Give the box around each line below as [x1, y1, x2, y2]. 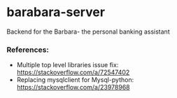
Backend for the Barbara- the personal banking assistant [6, 27, 170, 36]
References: [6, 45, 50, 55]
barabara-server [6, 4, 106, 20]
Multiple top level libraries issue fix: [16, 61, 119, 69]
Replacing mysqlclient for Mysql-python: [16, 76, 134, 84]
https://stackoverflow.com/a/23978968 [16, 83, 130, 92]
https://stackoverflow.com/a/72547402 [16, 68, 130, 77]
